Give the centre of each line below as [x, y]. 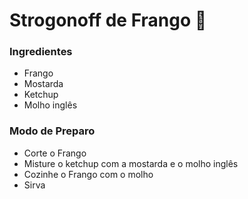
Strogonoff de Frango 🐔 [108, 20]
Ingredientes [41, 52]
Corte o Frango [55, 153]
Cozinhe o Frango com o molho [88, 174]
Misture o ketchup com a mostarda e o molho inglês [131, 163]
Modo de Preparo [52, 131]
